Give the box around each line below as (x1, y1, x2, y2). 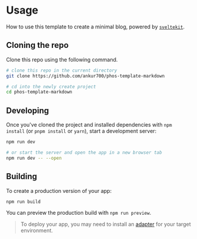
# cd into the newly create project (6, 83, 96, 89)
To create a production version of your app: (6, 187, 112, 194)
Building (6, 172, 37, 182)
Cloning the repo (6, 40, 69, 50)
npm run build (6, 199, 41, 205)
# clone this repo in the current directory (6, 67, 117, 73)
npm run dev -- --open (6, 155, 62, 161)
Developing (6, 105, 49, 115)
